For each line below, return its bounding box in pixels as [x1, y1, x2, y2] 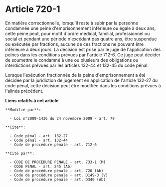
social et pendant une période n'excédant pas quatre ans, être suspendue [5, 36, 157, 42]
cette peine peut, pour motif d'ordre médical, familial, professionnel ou [5, 30, 150, 36]
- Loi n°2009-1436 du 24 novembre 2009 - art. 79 [9, 116, 115, 121]
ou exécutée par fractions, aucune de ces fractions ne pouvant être [5, 41, 144, 47]
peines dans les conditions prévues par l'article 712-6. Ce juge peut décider [5, 51, 161, 58]
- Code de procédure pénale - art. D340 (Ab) [9, 177, 106, 182]
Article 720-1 [5, 3, 61, 15]
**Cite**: [5, 125, 26, 130]
